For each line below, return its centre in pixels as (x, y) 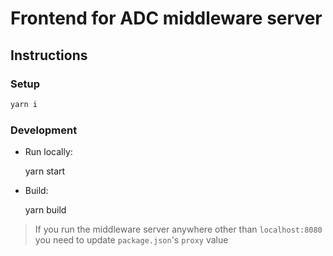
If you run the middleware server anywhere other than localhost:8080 (178, 229)
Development (44, 130)
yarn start (45, 171)
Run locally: (48, 152)
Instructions (49, 55)
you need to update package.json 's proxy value (131, 240)
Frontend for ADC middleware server (166, 18)
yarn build (45, 210)
